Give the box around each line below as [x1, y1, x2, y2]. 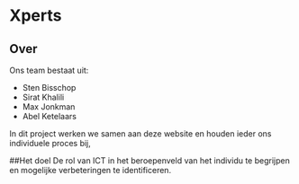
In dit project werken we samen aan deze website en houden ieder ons [9, 128, 272, 139]
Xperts [9, 5, 62, 26]
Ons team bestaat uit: [9, 65, 89, 75]
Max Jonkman [22, 101, 76, 112]
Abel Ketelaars [22, 111, 77, 121]
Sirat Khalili [22, 92, 65, 102]
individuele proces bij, [9, 138, 92, 148]
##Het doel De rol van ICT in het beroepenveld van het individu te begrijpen [9, 155, 290, 166]
